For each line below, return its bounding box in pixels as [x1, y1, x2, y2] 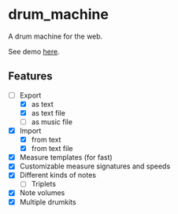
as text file [31, 108, 65, 117]
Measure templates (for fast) [19, 153, 113, 162]
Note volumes [19, 188, 65, 197]
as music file [31, 116, 73, 127]
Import [19, 126, 42, 135]
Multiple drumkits [19, 197, 76, 206]
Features [8, 69, 53, 83]
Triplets [31, 179, 57, 189]
